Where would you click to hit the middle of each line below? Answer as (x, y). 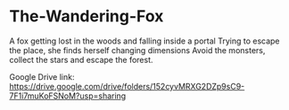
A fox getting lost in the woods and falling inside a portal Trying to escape (144, 41)
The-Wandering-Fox (87, 16)
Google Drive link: (42, 76)
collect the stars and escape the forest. (81, 59)
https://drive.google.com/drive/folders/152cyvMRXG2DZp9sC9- (127, 86)
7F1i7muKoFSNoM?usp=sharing (68, 96)
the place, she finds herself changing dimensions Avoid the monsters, (137, 50)
